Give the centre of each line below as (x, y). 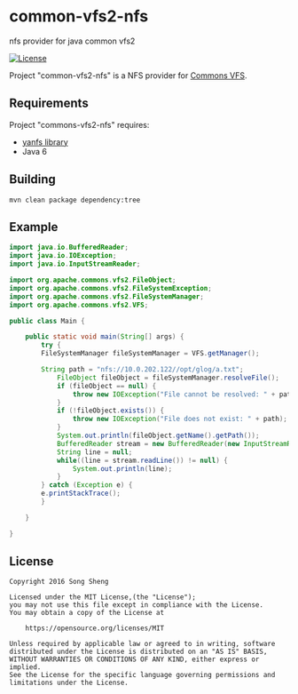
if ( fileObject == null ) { (106, 386)
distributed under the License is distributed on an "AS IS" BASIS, (138, 652)
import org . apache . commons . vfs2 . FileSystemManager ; (106, 296)
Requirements (49, 104)
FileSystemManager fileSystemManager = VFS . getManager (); (150, 354)
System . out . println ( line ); (122, 468)
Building (32, 179)
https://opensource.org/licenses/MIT (95, 628)
